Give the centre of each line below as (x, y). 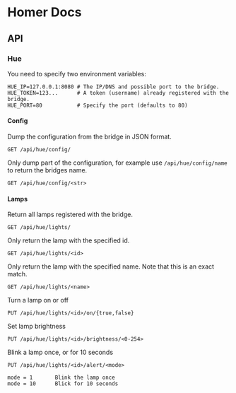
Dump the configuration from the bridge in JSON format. (89, 137)
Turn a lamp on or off (38, 300)
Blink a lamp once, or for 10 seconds (60, 352)
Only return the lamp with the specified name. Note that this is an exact (111, 266)
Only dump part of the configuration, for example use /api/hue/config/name (117, 163)
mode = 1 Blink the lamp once (61, 378)
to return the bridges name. (47, 170)
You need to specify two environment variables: (77, 74)
